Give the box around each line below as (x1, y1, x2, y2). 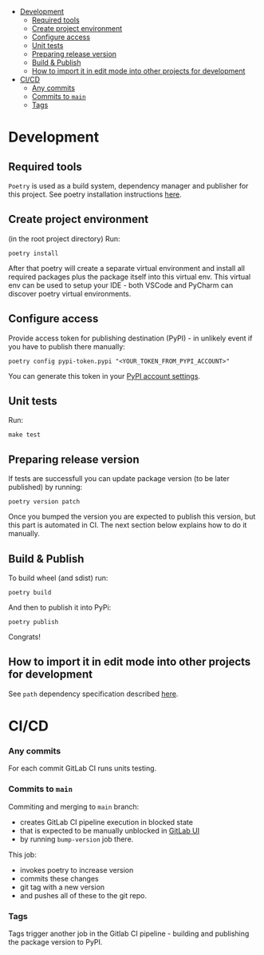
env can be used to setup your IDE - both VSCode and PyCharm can (8, 280, 234, 290)
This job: (8, 850, 37, 859)
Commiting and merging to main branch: (8, 802, 140, 811)
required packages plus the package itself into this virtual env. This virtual (8, 272, 251, 281)
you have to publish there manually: (8, 341, 125, 351)
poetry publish (8, 619, 59, 627)
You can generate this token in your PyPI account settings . (8, 371, 201, 380)
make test (8, 431, 41, 439)
